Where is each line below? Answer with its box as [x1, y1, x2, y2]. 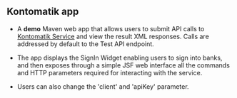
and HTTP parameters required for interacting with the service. [16, 68, 203, 77]
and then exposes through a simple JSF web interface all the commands [16, 60, 230, 70]
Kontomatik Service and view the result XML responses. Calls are [16, 32, 210, 40]
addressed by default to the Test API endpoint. [16, 39, 154, 48]
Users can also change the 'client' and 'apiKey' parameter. [16, 82, 190, 91]
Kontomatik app [6, 6, 79, 18]
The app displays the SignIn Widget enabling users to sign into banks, [16, 53, 223, 62]
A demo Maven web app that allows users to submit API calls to [16, 24, 205, 33]
